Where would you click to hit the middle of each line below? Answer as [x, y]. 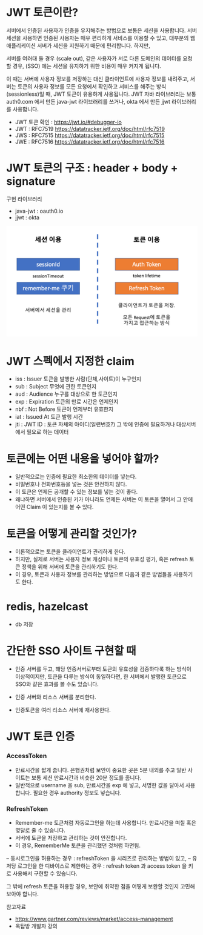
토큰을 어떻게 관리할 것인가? [72, 534]
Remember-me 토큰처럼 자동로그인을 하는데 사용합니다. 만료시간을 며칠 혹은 [106, 822]
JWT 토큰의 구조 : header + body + [92, 168]
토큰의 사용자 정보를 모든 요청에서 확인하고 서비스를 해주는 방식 [92, 86]
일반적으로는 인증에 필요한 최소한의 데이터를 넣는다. [76, 477]
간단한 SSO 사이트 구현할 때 [71, 651]
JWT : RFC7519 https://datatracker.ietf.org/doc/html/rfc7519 [90, 128]
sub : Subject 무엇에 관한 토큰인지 [56, 387]
